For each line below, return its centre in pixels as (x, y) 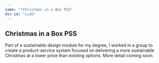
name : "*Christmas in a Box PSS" (39, 9)
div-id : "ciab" (20, 14)
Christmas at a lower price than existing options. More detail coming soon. (79, 56)
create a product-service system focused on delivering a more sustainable (80, 50)
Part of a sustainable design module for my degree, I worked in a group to (79, 45)
